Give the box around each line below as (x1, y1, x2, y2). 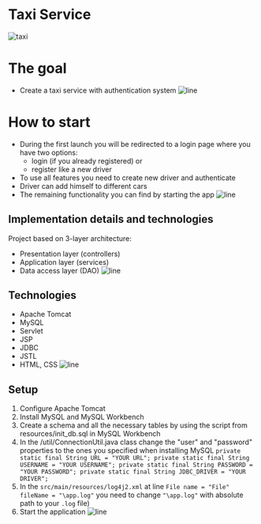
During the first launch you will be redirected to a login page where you (19, 139, 251, 149)
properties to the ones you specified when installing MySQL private (19, 446, 241, 455)
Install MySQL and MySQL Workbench (19, 413, 144, 422)
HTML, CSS (19, 360, 58, 369)
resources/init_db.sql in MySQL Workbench (19, 429, 161, 439)
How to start (8, 113, 91, 131)
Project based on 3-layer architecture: (8, 233, 132, 243)
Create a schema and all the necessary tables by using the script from (19, 420, 248, 430)
